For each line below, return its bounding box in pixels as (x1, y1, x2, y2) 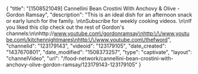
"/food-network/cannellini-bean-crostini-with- (61, 55, 174, 62)
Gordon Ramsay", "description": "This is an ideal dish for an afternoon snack (6, 11, 193, 18)
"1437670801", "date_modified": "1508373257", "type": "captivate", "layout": (6, 49, 192, 55)
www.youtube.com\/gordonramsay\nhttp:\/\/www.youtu (53, 30, 190, 37)
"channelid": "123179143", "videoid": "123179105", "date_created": (6, 42, 167, 49)
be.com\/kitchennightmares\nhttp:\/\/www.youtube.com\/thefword (6, 36, 168, 43)
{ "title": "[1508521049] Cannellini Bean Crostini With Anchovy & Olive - (6, 5, 180, 12)
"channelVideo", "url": (6, 55, 60, 62)
